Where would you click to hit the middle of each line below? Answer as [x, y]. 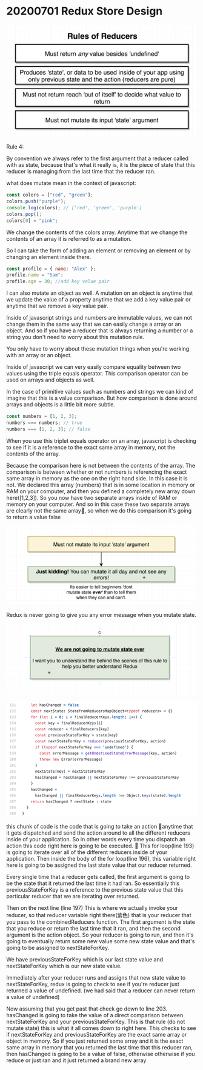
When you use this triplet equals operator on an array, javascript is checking [101, 440]
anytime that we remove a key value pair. [57, 306]
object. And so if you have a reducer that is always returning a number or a [100, 331]
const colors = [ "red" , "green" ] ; [50, 195]
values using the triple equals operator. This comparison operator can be [97, 374]
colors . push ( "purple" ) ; [36, 201]
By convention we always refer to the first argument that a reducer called [98, 158]
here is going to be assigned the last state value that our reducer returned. [99, 865]
